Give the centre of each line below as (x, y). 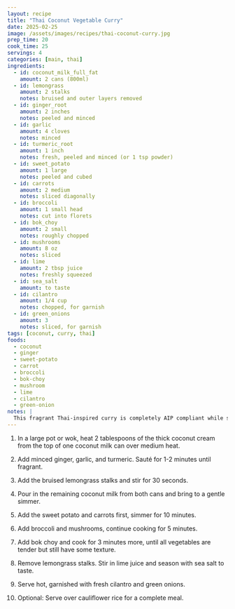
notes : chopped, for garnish (62, 307)
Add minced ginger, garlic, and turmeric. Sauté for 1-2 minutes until (114, 459)
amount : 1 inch (42, 151)
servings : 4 (24, 53)
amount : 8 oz (39, 249)
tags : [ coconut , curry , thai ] (51, 333)
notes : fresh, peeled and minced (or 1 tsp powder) (97, 158)
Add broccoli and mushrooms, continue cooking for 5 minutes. (107, 528)
